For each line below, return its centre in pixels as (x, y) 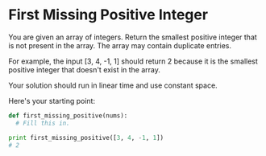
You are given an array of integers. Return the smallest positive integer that (133, 37)
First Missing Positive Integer (108, 15)
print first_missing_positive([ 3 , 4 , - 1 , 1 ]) (86, 138)
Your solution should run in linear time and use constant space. (113, 85)
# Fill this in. (43, 123)
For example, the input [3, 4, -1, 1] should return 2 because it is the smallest (133, 61)
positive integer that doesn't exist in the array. (85, 69)
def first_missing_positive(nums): (68, 115)
